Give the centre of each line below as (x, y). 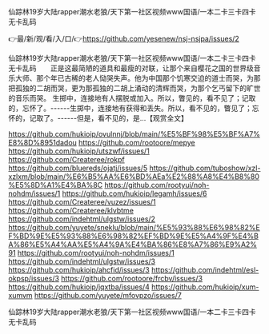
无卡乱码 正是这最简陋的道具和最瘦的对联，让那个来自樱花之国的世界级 (131, 68)
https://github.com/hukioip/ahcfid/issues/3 (79, 270)
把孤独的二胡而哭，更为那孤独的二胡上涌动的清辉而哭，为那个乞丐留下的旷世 (134, 88)
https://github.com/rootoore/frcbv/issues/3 (132, 278)
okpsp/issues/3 (34, 278)
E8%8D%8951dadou (43, 143)
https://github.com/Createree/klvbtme (71, 211)
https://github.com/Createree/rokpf (67, 159)
